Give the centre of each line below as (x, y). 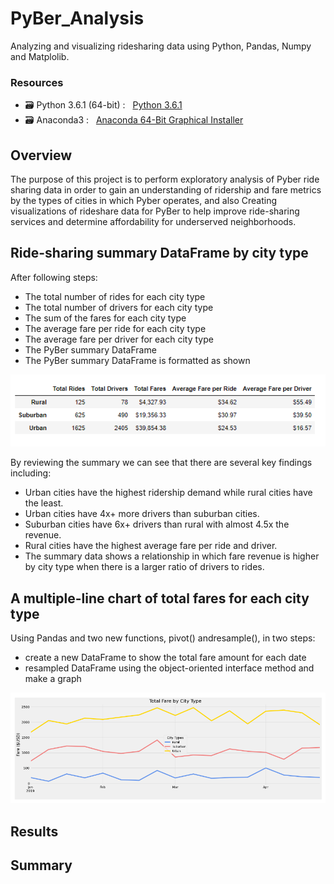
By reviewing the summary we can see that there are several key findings (161, 463)
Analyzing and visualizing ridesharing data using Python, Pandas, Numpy (161, 46)
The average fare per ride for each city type (115, 328)
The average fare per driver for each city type (119, 339)
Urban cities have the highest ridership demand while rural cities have (168, 493)
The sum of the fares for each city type (105, 318)
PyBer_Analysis (77, 18)
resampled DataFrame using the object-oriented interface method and (169, 668)
